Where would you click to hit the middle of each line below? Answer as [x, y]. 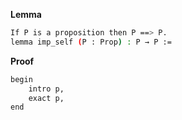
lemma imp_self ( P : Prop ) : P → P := [91, 42]
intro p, [46, 89]
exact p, [46, 98]
